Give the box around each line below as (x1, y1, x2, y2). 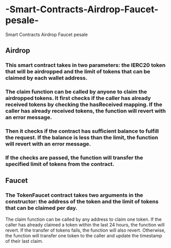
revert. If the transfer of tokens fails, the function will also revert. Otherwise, (5, 227, 166, 233)
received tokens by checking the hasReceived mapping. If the (5, 101, 163, 108)
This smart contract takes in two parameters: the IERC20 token (5, 61, 166, 69)
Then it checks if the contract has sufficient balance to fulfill (5, 128, 159, 135)
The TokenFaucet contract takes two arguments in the (5, 192, 143, 199)
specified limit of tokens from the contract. (5, 160, 115, 168)
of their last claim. (5, 238, 44, 244)
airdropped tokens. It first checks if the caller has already (5, 95, 151, 102)
